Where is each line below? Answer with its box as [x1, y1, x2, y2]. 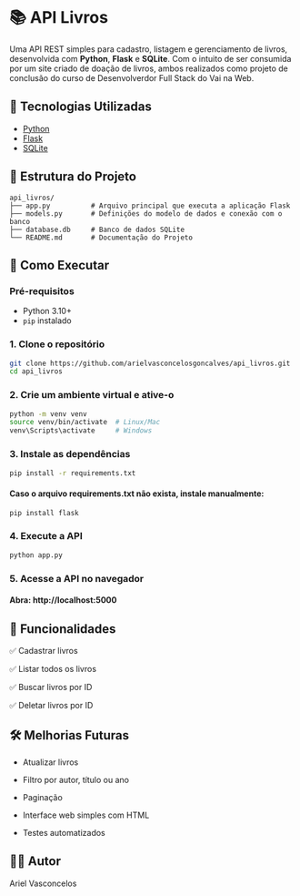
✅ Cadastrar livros [9, 645, 79, 656]
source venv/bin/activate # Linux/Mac [9, 418, 161, 427]
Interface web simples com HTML [22, 809, 150, 820]
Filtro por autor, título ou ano [22, 774, 130, 785]
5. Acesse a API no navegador [9, 572, 145, 585]
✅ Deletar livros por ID [9, 699, 94, 710]
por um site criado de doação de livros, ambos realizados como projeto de [9, 63, 288, 74]
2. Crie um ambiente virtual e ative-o [9, 389, 175, 402]
